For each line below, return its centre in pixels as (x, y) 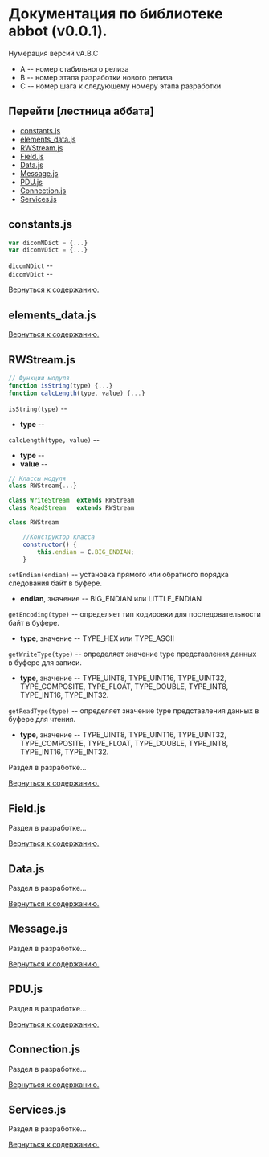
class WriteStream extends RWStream (71, 501)
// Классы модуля (37, 478)
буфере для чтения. (42, 720)
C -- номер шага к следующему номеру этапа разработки (120, 86)
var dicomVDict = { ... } (48, 250)
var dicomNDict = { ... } (48, 243)
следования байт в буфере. (55, 583)
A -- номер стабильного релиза (74, 68)
